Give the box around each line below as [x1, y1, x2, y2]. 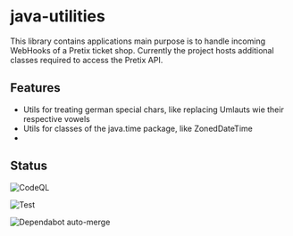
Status [10, 159, 48, 174]
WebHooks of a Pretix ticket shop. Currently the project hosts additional [10, 45, 275, 55]
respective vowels [22, 113, 90, 124]
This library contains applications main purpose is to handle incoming [10, 36, 266, 46]
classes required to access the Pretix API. [10, 54, 163, 65]
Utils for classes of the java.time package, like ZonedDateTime [22, 123, 253, 134]
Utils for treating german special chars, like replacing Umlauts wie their [22, 104, 284, 115]
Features [10, 80, 61, 95]
